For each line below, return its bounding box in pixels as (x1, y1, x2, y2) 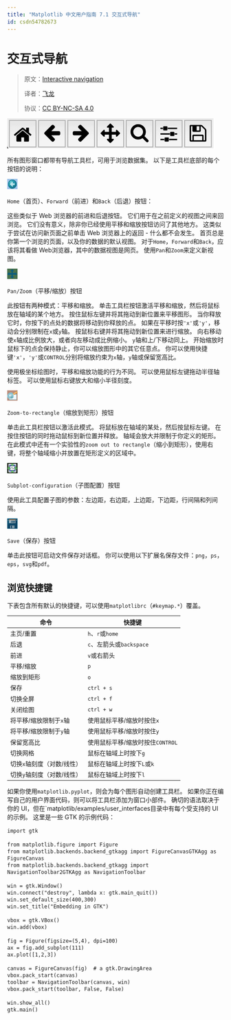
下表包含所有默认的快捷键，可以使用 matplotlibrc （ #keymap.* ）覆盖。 (7, 602, 205, 610)
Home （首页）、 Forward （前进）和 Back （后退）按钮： (7, 197, 153, 206)
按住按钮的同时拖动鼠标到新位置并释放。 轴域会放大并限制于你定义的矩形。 (7, 432, 220, 440)
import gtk (7, 827, 38, 834)
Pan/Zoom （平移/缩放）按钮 (7, 287, 82, 295)
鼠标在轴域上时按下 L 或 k (87, 760, 155, 768)
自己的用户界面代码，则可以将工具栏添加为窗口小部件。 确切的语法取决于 (12, 795, 220, 804)
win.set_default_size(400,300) (7, 896, 97, 903)
